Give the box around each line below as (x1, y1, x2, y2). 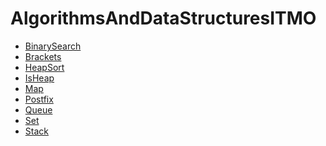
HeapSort (24, 61, 65, 73)
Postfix (24, 93, 54, 105)
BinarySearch (24, 40, 82, 52)
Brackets (24, 50, 62, 62)
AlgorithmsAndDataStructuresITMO (10, 7, 317, 30)
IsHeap (24, 72, 55, 84)
